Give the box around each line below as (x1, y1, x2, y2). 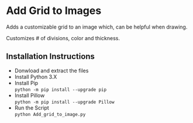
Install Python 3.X (14, 73, 57, 80)
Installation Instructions (6, 51, 95, 62)
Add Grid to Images (6, 4, 102, 17)
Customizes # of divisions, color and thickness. (6, 34, 120, 41)
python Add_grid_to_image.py (14, 111, 86, 117)
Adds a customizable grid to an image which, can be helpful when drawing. (6, 23, 188, 30)
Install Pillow (14, 92, 45, 99)
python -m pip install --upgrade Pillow (14, 99, 115, 105)
